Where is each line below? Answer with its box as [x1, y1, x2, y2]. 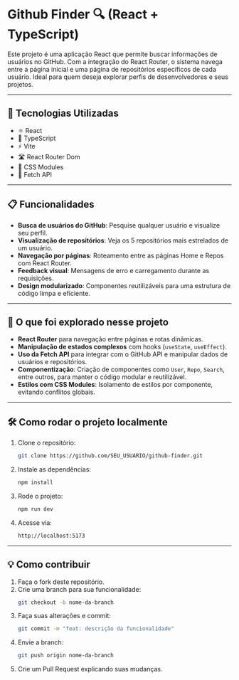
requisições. [17, 274, 54, 282]
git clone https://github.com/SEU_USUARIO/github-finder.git [17, 452, 203, 459]
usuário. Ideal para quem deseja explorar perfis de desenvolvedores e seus [7, 73, 229, 81]
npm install [17, 479, 53, 487]
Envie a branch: [17, 638, 64, 647]
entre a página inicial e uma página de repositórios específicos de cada [7, 65, 217, 73]
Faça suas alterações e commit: [17, 612, 112, 620]
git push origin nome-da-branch [17, 652, 114, 659]
